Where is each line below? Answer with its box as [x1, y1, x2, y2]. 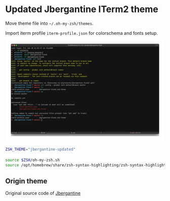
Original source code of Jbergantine [5, 190, 81, 196]
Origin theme [5, 177, 48, 185]
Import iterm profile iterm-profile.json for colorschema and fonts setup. [5, 30, 158, 36]
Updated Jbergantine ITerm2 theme [5, 4, 158, 15]
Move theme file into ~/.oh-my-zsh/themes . [5, 20, 94, 26]
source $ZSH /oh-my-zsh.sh [5, 158, 60, 163]
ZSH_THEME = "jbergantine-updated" [5, 146, 76, 152]
